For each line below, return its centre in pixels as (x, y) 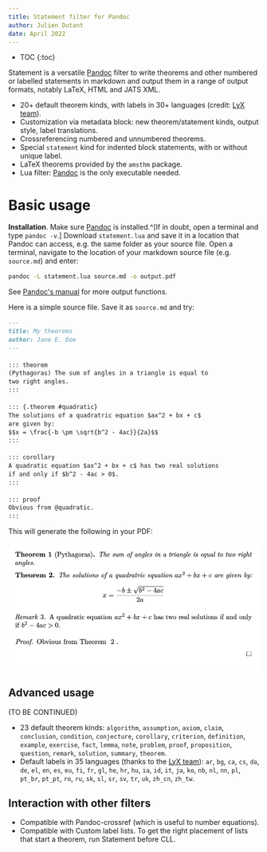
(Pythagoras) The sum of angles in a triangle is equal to (108, 373)
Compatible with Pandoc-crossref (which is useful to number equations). (139, 823)
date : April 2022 (37, 33)
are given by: (32, 424)
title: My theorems (41, 332)
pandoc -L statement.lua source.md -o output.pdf (92, 277)
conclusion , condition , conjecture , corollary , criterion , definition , (132, 736)
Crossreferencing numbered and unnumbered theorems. (113, 139)
